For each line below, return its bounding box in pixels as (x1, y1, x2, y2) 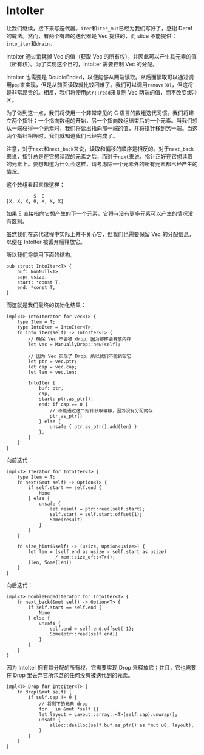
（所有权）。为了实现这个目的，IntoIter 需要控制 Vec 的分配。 (6, 60, 158, 68)
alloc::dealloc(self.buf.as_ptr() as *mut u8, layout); (49, 722, 194, 728)
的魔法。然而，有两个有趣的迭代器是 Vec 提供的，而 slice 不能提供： (6, 32, 177, 40)
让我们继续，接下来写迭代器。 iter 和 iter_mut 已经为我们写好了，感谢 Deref (6, 24, 193, 32)
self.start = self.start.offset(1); (49, 511, 143, 517)
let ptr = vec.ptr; (28, 358, 78, 365)
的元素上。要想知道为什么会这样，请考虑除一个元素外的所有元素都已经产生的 (6, 160, 198, 168)
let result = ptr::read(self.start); (49, 506, 146, 512)
